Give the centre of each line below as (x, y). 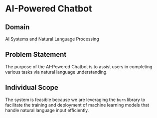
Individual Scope (32, 88)
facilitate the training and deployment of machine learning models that (77, 105)
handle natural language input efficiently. (47, 110)
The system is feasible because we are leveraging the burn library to (75, 100)
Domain (17, 27)
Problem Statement (36, 55)
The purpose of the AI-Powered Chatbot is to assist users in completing (79, 66)
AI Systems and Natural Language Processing (52, 39)
